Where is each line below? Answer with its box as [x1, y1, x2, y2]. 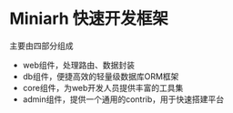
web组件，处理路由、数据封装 [22, 59, 135, 70]
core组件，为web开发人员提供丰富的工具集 [22, 82, 184, 93]
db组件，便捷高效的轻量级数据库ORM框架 [22, 70, 179, 82]
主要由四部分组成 [9, 40, 74, 51]
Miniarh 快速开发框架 [9, 8, 168, 29]
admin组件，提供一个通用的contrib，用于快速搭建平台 [22, 93, 225, 105]
